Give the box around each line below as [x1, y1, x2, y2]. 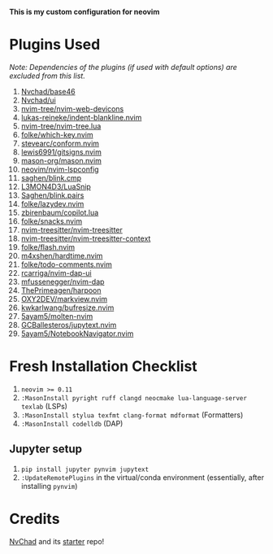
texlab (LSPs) [20, 401, 68, 411]
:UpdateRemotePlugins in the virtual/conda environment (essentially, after [20, 472, 265, 482]
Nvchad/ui [20, 95, 56, 105]
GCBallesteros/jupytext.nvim [20, 320, 117, 329]
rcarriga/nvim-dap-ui [20, 268, 92, 277]
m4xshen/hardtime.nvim [20, 251, 103, 260]
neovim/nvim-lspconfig [20, 164, 100, 174]
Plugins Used [9, 36, 101, 54]
